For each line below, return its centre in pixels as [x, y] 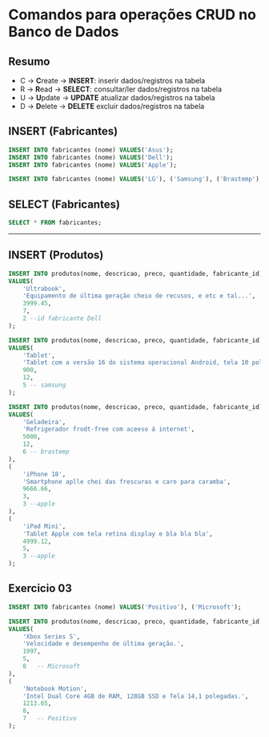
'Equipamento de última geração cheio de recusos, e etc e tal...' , [139, 296]
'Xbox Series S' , [52, 636]
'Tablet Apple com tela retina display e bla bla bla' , [118, 534]
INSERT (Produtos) [56, 255]
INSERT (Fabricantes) [63, 131]
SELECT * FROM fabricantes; [55, 223]
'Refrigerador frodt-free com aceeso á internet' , [109, 429]
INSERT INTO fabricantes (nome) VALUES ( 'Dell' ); [91, 157]
